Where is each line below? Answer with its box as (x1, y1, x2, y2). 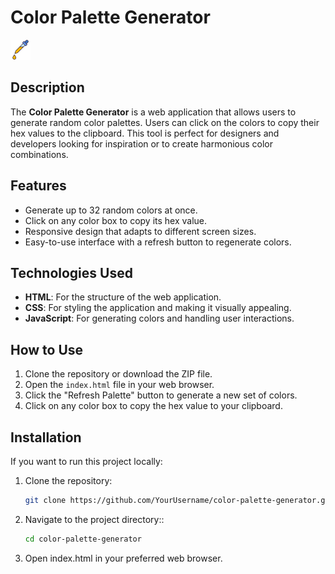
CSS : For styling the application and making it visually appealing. (24, 302, 292, 314)
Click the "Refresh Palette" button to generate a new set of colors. (24, 389, 298, 401)
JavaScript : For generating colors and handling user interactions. (24, 312, 295, 325)
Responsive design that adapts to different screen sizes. (24, 225, 257, 237)
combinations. (10, 148, 69, 160)
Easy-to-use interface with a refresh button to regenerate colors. (24, 236, 292, 248)
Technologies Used (10, 264, 133, 281)
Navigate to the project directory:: (24, 513, 165, 525)
